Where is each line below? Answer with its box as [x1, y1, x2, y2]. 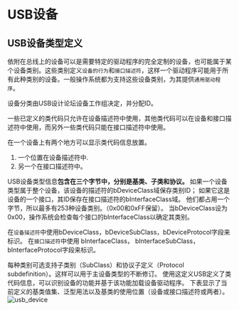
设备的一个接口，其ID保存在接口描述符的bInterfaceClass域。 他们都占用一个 [7, 195, 230, 203]
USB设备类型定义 [7, 37, 83, 49]
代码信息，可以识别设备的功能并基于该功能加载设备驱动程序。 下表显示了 [7, 279, 221, 287]
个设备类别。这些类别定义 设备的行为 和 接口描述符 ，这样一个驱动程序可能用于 [7, 66, 223, 75]
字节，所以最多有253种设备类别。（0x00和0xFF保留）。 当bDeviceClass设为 [7, 204, 228, 212]
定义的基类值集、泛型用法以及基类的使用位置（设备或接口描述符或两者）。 [13, 287, 229, 296]
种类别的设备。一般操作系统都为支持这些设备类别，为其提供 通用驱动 [19, 75, 216, 83]
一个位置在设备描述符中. [17, 154, 89, 161]
